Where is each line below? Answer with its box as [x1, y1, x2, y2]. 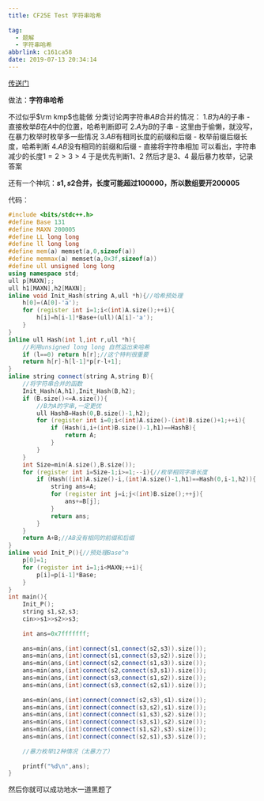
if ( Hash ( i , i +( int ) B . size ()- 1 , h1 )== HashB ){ [50, 424, 196, 432]
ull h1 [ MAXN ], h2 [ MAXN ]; [8, 284, 87, 293]
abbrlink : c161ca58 [8, 48, 73, 56]
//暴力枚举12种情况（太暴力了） [22, 747, 113, 755]
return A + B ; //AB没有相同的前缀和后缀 [22, 535, 134, 542]
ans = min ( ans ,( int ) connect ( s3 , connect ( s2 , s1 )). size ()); [22, 681, 207, 689]
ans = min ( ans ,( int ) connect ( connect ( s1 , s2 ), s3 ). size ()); [22, 725, 207, 734]
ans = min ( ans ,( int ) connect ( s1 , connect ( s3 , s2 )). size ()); [22, 652, 207, 660]
